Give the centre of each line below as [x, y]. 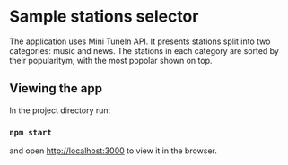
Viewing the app [56, 88]
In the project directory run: [60, 110]
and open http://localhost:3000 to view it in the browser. [113, 151]
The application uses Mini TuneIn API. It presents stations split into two [140, 41]
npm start [31, 132]
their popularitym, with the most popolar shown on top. [111, 60]
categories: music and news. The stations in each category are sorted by [144, 50]
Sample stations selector [104, 17]
